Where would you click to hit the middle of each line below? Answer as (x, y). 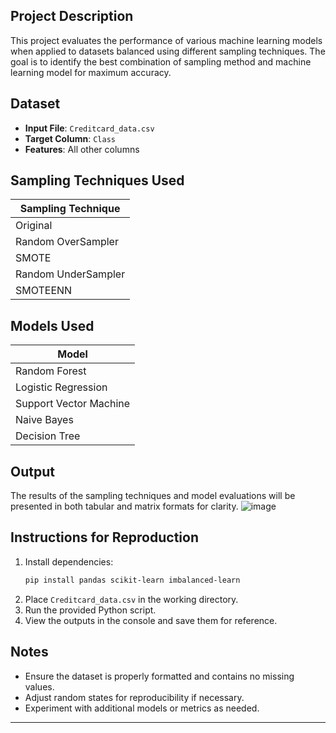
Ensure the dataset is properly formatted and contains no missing (159, 676)
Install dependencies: (69, 561)
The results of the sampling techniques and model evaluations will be (153, 496)
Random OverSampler (67, 242)
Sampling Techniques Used (97, 180)
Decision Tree (48, 436)
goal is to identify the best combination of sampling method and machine (161, 61)
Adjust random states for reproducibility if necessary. (134, 697)
